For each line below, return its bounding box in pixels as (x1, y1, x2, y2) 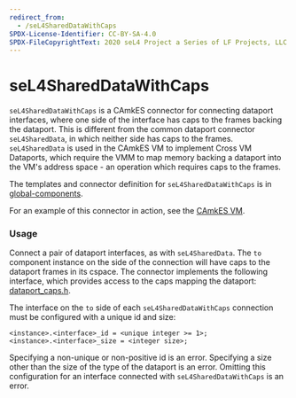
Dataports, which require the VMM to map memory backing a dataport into (9, 152, 282, 163)
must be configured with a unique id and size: (9, 312, 176, 323)
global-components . (9, 188, 83, 199)
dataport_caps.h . (9, 285, 71, 296)
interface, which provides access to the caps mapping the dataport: (9, 276, 257, 286)
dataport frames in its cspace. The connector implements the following (9, 267, 269, 277)
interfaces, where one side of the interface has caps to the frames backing (9, 114, 283, 125)
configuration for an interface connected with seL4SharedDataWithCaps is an (9, 371, 284, 382)
